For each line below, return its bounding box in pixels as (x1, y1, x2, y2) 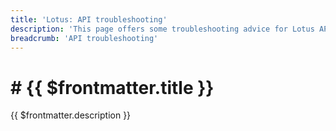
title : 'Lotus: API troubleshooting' (10, 14, 168, 25)
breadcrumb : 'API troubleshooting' (10, 33, 159, 43)
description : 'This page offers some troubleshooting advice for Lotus (10, 24, 315, 34)
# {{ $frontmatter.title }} (10, 76, 215, 99)
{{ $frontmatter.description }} (10, 109, 132, 121)
